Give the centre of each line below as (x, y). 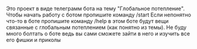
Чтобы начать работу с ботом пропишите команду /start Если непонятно (99, 15)
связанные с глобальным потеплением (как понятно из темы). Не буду (96, 27)
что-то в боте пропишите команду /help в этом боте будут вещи (88, 21)
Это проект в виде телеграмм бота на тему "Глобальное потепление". (96, 9)
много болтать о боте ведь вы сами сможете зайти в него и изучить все (98, 34)
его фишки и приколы (34, 40)
